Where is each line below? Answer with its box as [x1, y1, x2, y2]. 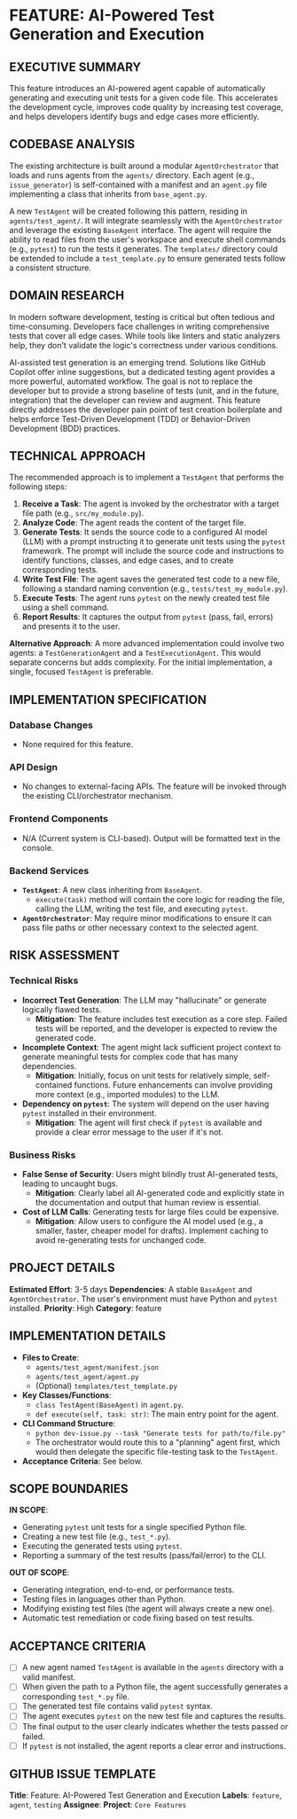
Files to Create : [21, 1352, 80, 1362]
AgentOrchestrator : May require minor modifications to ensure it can [21, 913, 272, 924]
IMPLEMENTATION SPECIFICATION [9, 692, 207, 707]
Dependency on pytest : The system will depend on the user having [21, 1098, 270, 1109]
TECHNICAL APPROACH [9, 449, 146, 464]
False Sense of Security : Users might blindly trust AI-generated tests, [21, 1169, 278, 1179]
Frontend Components [9, 813, 109, 825]
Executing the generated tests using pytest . [21, 1541, 183, 1551]
